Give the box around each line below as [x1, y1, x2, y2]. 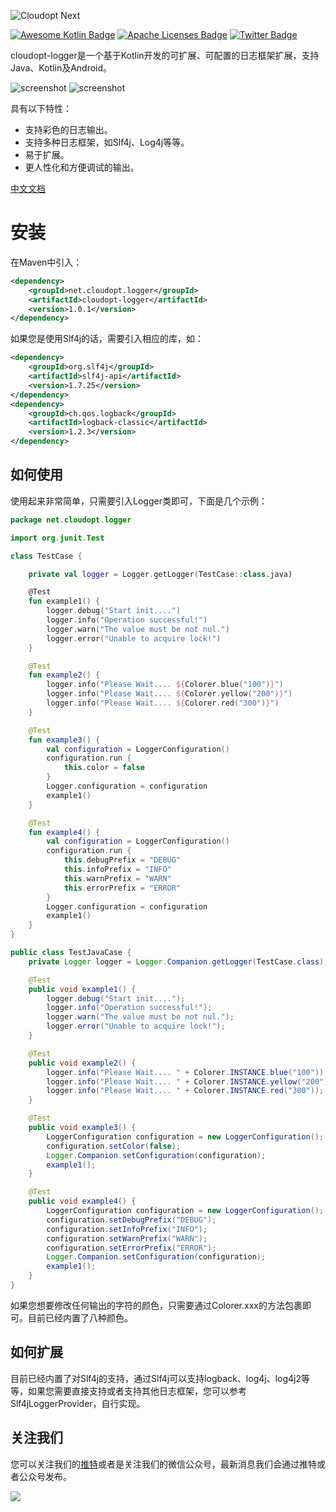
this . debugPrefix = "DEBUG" [63, 855, 182, 865]
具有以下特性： [10, 103, 72, 114]
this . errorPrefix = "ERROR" [63, 883, 182, 893]
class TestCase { [10, 551, 83, 561]
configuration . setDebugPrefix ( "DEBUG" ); [46, 1215, 217, 1225]
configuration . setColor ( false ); [46, 1141, 182, 1151]
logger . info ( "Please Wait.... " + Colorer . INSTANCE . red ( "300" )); [46, 1086, 325, 1096]
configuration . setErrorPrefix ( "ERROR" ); [46, 1243, 217, 1253]
